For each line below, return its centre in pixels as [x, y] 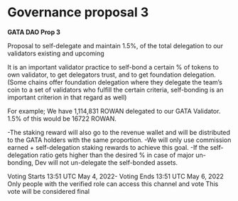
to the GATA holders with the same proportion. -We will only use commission [119, 140]
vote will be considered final [49, 191]
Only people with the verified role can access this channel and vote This [113, 184]
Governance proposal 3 [78, 12]
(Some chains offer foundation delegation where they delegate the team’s [115, 82]
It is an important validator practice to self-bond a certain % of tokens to [113, 67]
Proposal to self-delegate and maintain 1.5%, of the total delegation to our [115, 45]
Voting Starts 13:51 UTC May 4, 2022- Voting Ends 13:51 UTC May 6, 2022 [115, 176]
